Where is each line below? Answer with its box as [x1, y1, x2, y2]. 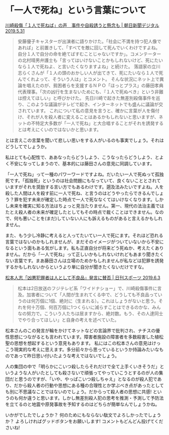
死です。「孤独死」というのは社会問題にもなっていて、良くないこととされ [5, 177, 157, 183]
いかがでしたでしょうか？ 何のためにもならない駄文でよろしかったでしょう [5, 412, 161, 418]
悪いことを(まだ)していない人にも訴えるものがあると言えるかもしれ [22, 215, 163, 221]
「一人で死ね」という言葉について [5, 5, 147, 16]
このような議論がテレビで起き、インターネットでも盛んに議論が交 [26, 101, 163, 107]
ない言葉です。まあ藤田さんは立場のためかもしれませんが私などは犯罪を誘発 [5, 258, 164, 264]
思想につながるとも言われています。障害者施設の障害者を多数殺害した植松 [9, 334, 164, 340]
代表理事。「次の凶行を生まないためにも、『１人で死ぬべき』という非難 [17, 89, 164, 95]
